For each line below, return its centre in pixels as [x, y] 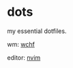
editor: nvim [24, 57]
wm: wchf [21, 44]
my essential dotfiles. [37, 31]
